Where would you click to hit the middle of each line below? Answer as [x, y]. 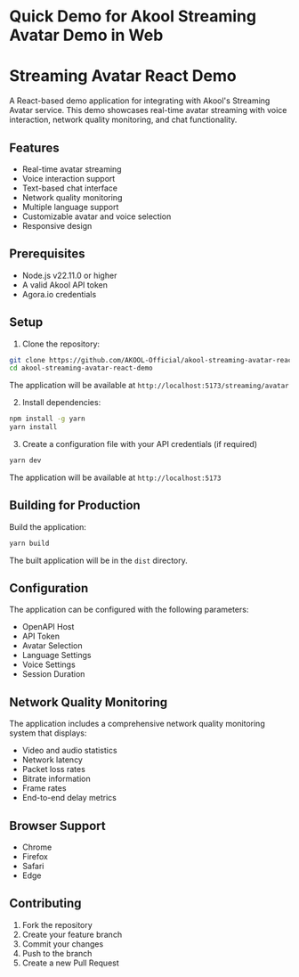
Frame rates [44, 788]
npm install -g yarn [48, 419]
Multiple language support [70, 207]
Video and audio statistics [69, 751]
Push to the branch [57, 953]
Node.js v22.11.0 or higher [69, 275]
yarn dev [25, 460]
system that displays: [48, 733]
